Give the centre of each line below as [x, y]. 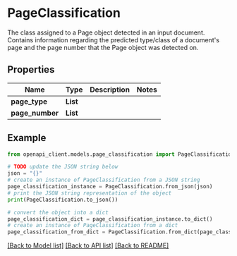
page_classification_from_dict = [56, 232]
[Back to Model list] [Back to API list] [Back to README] [88, 245]
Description [110, 90]
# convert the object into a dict [58, 212]
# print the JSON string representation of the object [90, 193]
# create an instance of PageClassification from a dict [93, 226]
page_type [29, 102]
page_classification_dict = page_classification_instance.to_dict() [110, 219]
